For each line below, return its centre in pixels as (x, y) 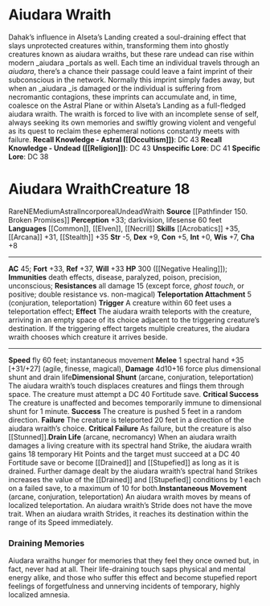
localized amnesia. (39, 595)
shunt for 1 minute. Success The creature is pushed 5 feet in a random (125, 411)
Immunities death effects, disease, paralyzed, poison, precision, (115, 277)
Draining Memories (47, 543)
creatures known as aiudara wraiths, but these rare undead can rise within (131, 54)
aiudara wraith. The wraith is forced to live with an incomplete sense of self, (133, 113)
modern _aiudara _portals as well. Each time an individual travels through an (134, 63)
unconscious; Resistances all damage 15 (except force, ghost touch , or (127, 285)
